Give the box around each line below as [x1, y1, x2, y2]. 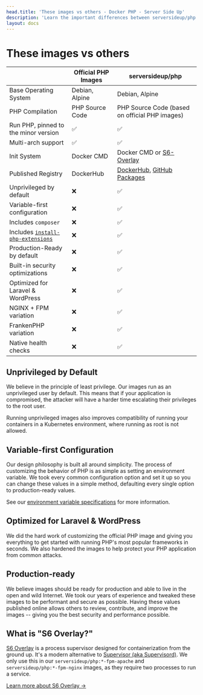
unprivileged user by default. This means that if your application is [6, 390, 171, 397]
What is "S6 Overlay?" [6, 628, 94, 639]
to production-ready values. [6, 486, 76, 493]
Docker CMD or [117, 148, 161, 157]
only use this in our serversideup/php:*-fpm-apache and [6, 657, 145, 665]
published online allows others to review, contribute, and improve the [6, 605, 178, 612]
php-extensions [9, 236, 53, 243]
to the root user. [6, 402, 47, 410]
